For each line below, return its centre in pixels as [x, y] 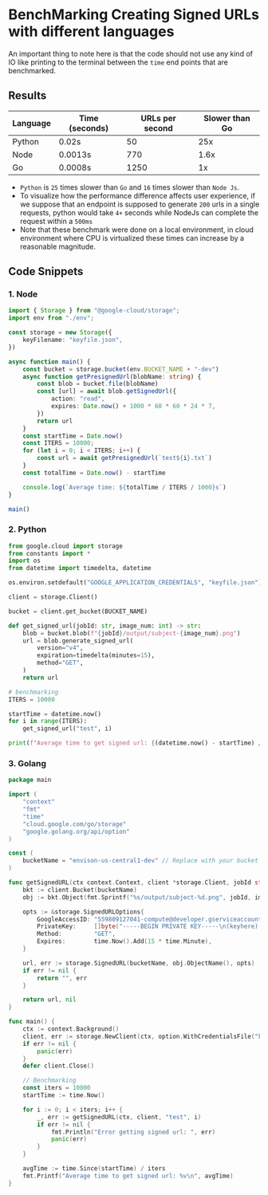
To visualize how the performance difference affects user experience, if [137, 195]
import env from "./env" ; [51, 318]
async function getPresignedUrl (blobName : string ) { [112, 376]
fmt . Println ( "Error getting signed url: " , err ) [133, 1132]
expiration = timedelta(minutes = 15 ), [96, 655]
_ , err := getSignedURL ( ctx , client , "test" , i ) [119, 1117]
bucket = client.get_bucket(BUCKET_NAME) [78, 611]
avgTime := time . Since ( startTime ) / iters [94, 1169]
